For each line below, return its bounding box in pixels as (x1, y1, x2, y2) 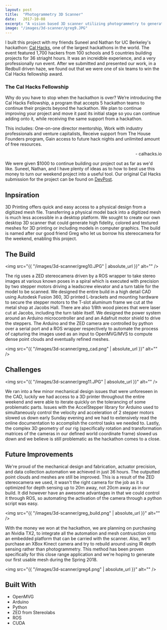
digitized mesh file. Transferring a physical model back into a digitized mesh (5, 209, 162, 215)
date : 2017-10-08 (5, 16, 46, 21)
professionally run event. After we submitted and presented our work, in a (5, 61, 157, 67)
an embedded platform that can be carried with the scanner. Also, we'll (5, 535, 151, 542)
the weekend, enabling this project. (5, 236, 78, 241)
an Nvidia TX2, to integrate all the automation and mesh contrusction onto (5, 530, 157, 536)
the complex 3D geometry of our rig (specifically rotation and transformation (5, 425, 162, 431)
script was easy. (5, 500, 39, 506)
